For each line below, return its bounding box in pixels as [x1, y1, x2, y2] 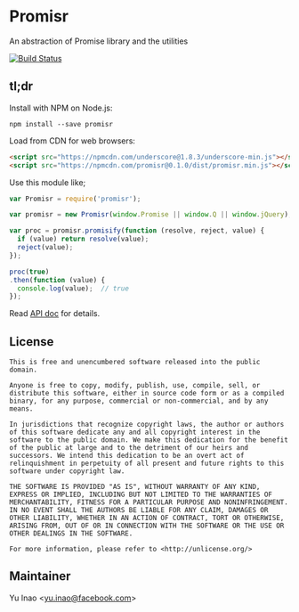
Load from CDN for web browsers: [9, 135, 136, 146]
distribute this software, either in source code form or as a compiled [9, 389, 285, 398]
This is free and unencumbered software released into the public [9, 358, 261, 367]
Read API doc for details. [9, 308, 101, 319]
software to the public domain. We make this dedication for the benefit [9, 436, 289, 445]
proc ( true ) [9, 267, 50, 276]
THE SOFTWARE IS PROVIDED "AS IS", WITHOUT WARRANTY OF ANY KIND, [9, 483, 261, 492]
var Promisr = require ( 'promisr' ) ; [9, 194, 141, 203]
